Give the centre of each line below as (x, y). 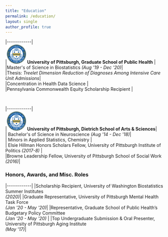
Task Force (17, 202)
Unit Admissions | (23, 78)
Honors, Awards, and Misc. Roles (47, 175)
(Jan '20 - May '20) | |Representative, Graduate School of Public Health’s (81, 207)
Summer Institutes (24, 191)
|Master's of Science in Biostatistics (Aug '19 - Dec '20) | (64, 68)
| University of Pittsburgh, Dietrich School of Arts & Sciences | (81, 129)
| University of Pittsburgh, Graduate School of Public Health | (81, 62)
